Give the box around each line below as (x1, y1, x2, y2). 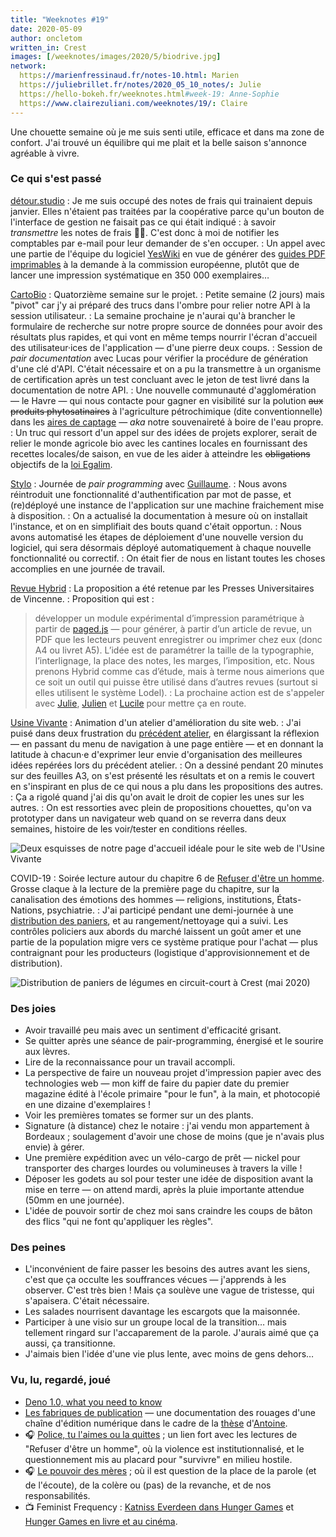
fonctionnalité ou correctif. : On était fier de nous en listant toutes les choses (10, 552, 326, 564)
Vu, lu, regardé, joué (10, 1373, 112, 1387)
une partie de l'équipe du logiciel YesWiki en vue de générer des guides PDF (10, 247, 326, 260)
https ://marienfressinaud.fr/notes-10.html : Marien (19, 71, 240, 81)
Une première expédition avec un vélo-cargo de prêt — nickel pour (24, 1152, 301, 1164)
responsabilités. (24, 1489, 91, 1501)
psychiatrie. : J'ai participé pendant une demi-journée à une (46, 904, 294, 916)
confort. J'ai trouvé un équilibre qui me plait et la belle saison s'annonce (10, 136, 307, 148)
